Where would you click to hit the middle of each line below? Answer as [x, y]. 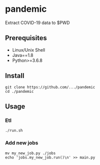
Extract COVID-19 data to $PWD [37, 23]
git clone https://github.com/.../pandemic [50, 87]
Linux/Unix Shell [29, 50]
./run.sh [14, 131]
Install [15, 76]
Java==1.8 [23, 55]
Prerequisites [26, 38]
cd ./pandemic [20, 91]
